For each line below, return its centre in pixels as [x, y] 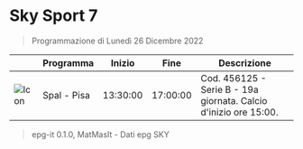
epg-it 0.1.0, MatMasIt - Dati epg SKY [100, 134]
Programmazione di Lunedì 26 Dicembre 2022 [117, 41]
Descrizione [245, 62]
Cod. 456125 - [234, 78]
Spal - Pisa [66, 95]
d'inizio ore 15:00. [239, 112]
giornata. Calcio [234, 100]
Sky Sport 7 [54, 16]
